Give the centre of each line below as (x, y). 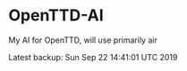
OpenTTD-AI (56, 16)
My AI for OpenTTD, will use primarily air (83, 40)
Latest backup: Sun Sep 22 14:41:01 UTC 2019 (93, 57)
